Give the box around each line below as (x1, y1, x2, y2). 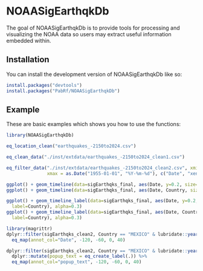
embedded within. (6, 37, 51, 44)
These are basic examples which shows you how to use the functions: (6, 121, 181, 128)
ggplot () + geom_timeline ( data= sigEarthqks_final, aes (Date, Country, (6, 187, 188, 193)
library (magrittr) (6, 225, 53, 232)
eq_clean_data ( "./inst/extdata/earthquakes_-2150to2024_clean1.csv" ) (6, 154, 185, 161)
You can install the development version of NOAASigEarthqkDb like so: (6, 71, 182, 78)
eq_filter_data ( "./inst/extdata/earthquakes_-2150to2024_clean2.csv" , (6, 165, 188, 171)
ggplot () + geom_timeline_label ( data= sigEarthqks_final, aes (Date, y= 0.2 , (6, 198, 199, 204)
